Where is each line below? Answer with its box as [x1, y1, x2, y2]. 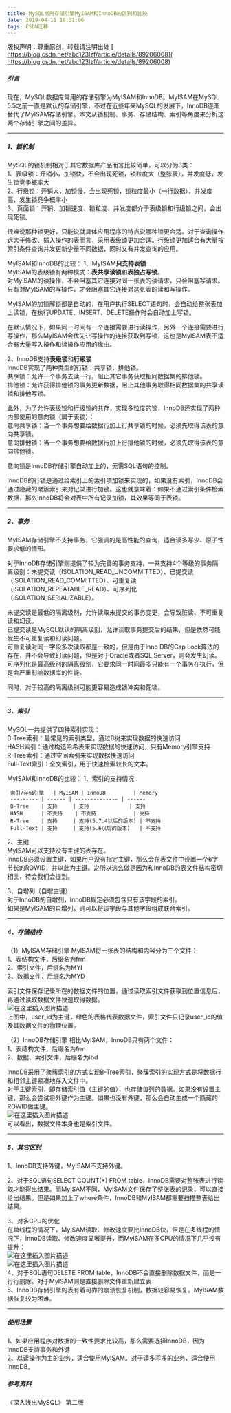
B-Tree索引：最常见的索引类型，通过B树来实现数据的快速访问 [7, 734, 181, 742]
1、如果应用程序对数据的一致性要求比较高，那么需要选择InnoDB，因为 [7, 1336, 205, 1345]
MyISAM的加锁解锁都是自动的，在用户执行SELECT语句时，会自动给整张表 [7, 300, 217, 308]
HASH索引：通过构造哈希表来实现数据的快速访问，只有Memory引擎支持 [7, 742, 211, 751]
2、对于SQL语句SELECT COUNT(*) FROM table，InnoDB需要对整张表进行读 [7, 1177, 223, 1185]
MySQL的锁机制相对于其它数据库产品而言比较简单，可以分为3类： [7, 161, 195, 170]
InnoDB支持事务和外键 [7, 1345, 70, 1354]
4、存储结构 [7, 928, 42, 936]
